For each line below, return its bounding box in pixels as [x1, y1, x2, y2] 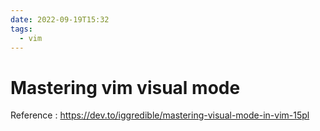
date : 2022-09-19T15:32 [10, 14, 110, 25]
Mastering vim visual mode [10, 76, 241, 99]
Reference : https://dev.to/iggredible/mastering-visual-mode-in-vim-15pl [10, 109, 310, 121]
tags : [10, 24, 33, 34]
